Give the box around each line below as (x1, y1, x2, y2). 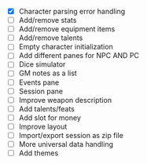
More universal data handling (18, 139, 114, 148)
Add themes (18, 148, 59, 158)
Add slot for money (18, 113, 82, 122)
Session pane (18, 86, 64, 96)
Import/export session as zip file (18, 130, 123, 140)
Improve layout (18, 122, 68, 131)
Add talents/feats (18, 104, 75, 113)
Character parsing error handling (18, 7, 126, 16)
